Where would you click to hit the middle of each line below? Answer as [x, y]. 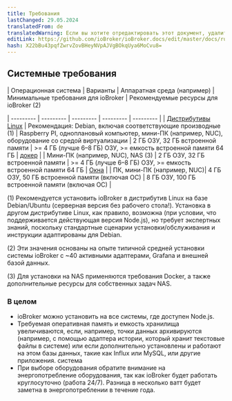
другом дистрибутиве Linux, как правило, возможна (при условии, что [112, 212]
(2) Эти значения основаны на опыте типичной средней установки [106, 248]
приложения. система [50, 361]
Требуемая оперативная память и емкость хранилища [98, 324]
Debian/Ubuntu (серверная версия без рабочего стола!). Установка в [109, 205]
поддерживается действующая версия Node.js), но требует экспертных [114, 220]
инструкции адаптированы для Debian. [65, 234]
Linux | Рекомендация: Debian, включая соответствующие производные [114, 126]
